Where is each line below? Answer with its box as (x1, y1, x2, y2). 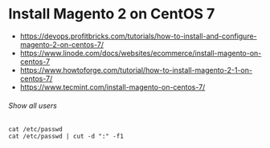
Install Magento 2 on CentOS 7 (8, 5, 215, 23)
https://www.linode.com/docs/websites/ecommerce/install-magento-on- (19, 48, 262, 58)
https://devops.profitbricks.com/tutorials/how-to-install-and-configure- (19, 31, 257, 41)
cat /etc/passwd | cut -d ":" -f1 (8, 133, 125, 141)
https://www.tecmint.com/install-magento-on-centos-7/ (19, 82, 206, 92)
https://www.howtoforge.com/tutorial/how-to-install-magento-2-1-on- (19, 65, 253, 74)
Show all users (8, 101, 58, 110)
